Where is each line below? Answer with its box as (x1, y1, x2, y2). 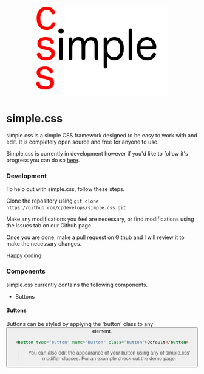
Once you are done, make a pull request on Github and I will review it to (6, 234, 185, 241)
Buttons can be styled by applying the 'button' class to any (6, 320, 154, 327)
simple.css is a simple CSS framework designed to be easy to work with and (6, 131, 197, 139)
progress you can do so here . (6, 156, 80, 164)
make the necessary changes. (6, 240, 82, 248)
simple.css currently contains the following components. (6, 281, 148, 288)
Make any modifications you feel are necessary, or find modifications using (6, 215, 194, 223)
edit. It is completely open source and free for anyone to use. (6, 138, 159, 145)
